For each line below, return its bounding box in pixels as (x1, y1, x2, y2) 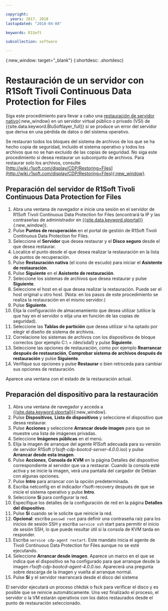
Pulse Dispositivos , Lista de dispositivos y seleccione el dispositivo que (12, 414, 163, 420)
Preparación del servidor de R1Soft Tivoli (5, 185, 135, 194)
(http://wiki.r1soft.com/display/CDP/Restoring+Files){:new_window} (5, 171, 144, 177)
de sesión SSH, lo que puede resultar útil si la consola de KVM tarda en (12, 526, 160, 532)
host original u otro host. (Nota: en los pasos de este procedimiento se (12, 291, 158, 297)
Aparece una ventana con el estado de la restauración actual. (5, 376, 132, 382)
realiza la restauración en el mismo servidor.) (12, 296, 106, 302)
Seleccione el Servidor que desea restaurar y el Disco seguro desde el (12, 238, 160, 244)
